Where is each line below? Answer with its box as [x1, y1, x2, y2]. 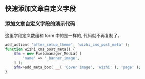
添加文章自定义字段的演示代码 [5, 20, 76, 27]
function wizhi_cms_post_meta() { [5, 47, 76, 52]
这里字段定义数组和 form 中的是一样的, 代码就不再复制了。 [5, 32, 122, 38]
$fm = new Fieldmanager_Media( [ [14, 51, 82, 56]
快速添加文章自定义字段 [5, 4, 76, 13]
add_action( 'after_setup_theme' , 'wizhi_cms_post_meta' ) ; [5, 42, 130, 47]
